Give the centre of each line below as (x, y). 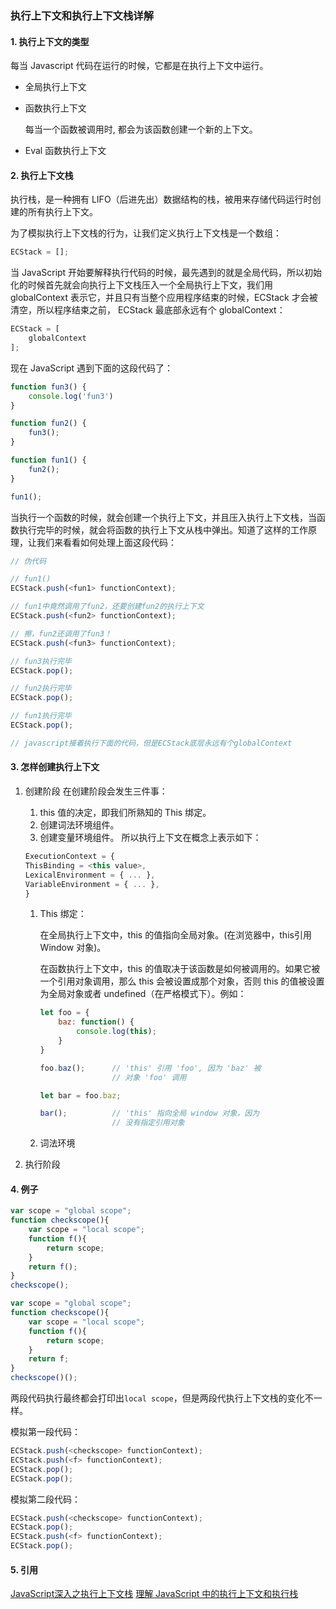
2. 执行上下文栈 (42, 175)
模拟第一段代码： (45, 1432)
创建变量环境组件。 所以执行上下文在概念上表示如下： (150, 838)
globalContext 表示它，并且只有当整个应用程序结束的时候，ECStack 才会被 (164, 298)
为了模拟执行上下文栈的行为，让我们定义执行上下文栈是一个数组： (146, 233)
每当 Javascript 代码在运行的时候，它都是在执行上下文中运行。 (139, 66)
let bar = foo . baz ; (80, 1095)
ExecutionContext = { (69, 857)
